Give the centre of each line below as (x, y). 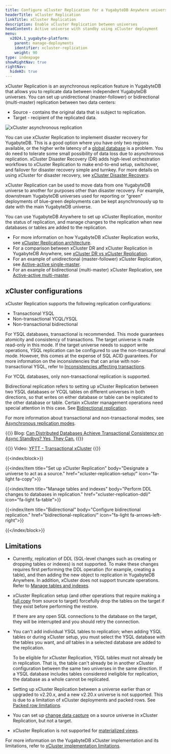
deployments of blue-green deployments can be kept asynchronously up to (84, 201)
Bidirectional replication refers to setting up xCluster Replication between (82, 386)
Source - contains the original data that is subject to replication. (79, 112)
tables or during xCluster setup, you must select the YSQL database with (89, 637)
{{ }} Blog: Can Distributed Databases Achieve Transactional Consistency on (84, 433)
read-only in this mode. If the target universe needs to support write (77, 345)
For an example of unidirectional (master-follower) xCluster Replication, (88, 259)
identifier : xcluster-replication (51, 48)
